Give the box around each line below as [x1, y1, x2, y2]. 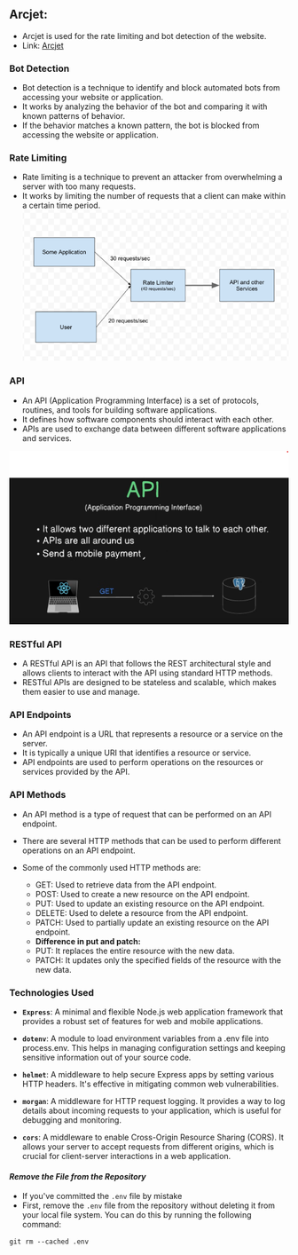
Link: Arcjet [21, 40, 64, 51]
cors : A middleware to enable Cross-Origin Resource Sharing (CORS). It [21, 1132, 284, 1142]
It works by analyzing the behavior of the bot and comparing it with [21, 101, 268, 112]
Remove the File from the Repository [9, 1171, 146, 1181]
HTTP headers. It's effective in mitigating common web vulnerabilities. [21, 1078, 279, 1089]
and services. [21, 432, 73, 443]
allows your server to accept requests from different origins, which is [21, 1141, 275, 1152]
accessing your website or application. [21, 92, 164, 103]
